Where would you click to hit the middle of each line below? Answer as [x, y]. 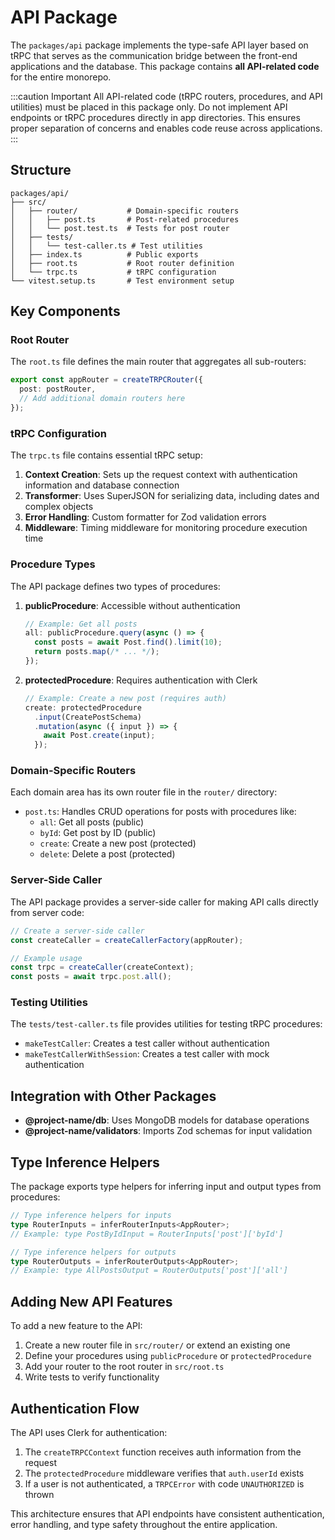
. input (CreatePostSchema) [88, 717]
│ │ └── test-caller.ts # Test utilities [106, 246]
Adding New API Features [91, 1301]
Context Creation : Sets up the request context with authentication [161, 475]
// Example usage [46, 958]
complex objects [59, 507]
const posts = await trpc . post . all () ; [91, 977]
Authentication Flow [75, 1408]
